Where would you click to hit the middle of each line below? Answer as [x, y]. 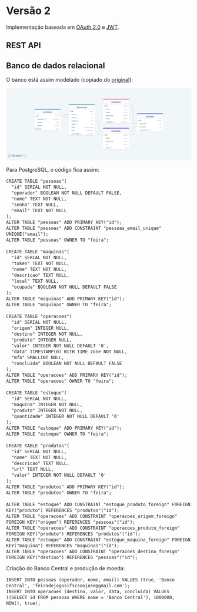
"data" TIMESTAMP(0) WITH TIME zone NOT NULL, [69, 352]
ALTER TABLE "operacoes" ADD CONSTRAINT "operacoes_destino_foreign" [93, 551]
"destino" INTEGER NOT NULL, [47, 334]
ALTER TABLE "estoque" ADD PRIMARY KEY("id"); [64, 428]
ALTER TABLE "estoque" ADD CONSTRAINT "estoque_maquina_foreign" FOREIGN [98, 540]
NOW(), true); [24, 603]
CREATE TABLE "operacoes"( [39, 316]
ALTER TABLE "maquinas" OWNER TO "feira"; [59, 305]
